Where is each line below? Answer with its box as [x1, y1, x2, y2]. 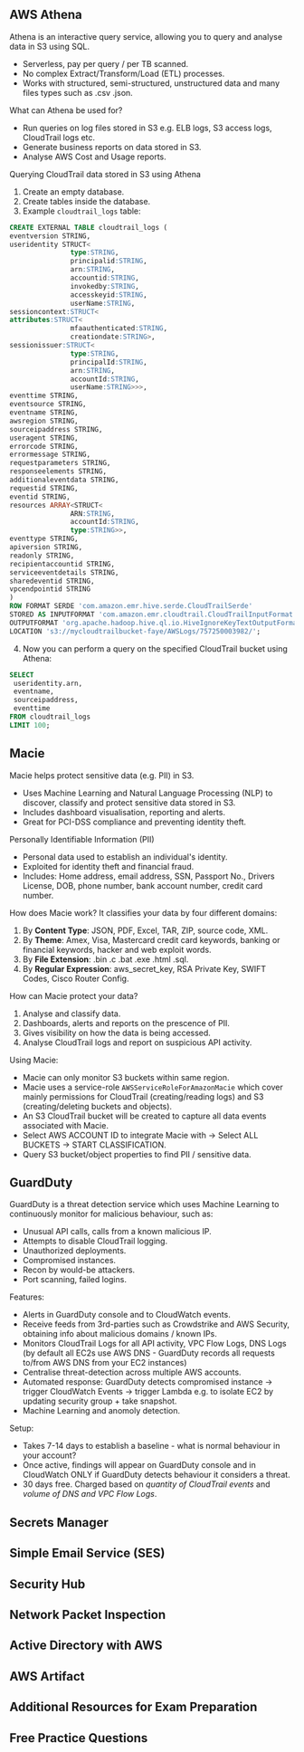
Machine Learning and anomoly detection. [22, 1405, 181, 1416]
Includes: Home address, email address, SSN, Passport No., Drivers [22, 871, 275, 881]
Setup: [9, 1423, 34, 1433]
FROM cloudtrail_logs [9, 712, 91, 722]
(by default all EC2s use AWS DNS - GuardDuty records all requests [22, 1347, 276, 1358]
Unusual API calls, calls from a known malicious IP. [22, 1226, 213, 1237]
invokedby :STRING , [70, 281, 140, 290]
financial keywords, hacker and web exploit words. [22, 944, 212, 955]
